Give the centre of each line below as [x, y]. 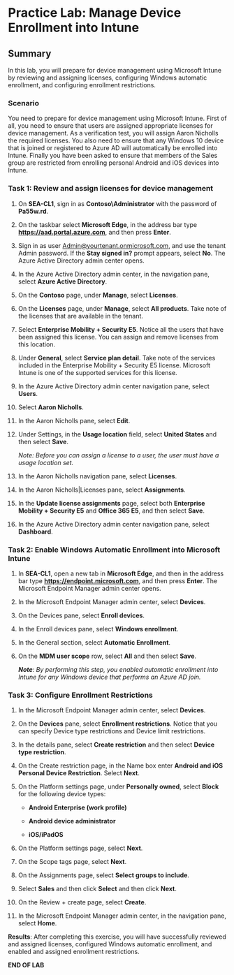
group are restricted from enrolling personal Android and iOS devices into [114, 163]
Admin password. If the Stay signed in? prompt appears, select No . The [122, 253]
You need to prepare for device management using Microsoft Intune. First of [117, 118]
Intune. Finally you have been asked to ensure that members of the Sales [113, 156]
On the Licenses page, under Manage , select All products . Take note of [122, 308]
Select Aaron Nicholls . [51, 407]
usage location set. [46, 462]
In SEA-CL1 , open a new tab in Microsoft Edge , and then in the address [121, 573]
